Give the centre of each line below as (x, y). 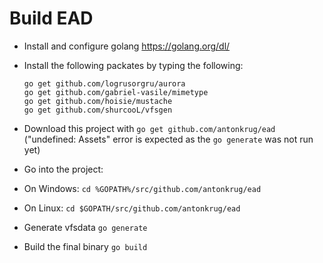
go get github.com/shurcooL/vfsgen (98, 110)
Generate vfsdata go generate (85, 227)
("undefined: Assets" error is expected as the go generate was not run (168, 139)
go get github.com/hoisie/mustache (98, 101)
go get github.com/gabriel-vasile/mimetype (116, 92)
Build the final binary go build (85, 246)
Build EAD (51, 18)
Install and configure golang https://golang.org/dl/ (127, 46)
